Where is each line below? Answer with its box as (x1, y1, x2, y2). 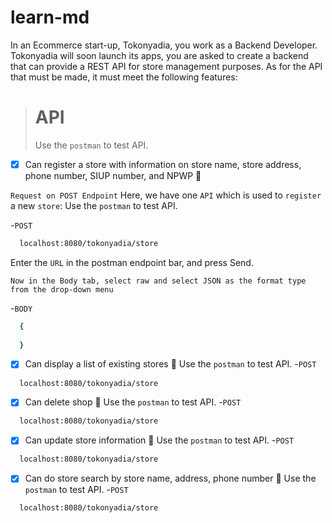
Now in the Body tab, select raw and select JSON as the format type (10, 276, 307, 286)
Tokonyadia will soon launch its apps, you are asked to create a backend (10, 49, 309, 61)
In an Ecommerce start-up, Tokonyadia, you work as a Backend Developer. (10, 39, 318, 51)
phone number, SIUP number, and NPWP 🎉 (24, 169, 202, 181)
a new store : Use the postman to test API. (10, 199, 178, 211)
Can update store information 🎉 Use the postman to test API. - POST (24, 434, 295, 446)
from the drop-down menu (10, 284, 114, 295)
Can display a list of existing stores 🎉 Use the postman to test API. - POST (24, 358, 317, 370)
